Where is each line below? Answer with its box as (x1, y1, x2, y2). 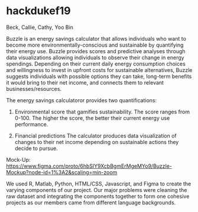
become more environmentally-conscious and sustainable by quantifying (6, 41, 184, 48)
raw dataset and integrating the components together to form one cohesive (6, 193, 190, 200)
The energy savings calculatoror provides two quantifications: (6, 96, 157, 104)
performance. (14, 120, 48, 128)
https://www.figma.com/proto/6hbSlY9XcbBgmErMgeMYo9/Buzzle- (6, 162, 173, 169)
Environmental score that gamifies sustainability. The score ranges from (14, 108, 190, 115)
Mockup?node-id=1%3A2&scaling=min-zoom (6, 168, 118, 175)
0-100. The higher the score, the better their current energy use (14, 114, 170, 122)
